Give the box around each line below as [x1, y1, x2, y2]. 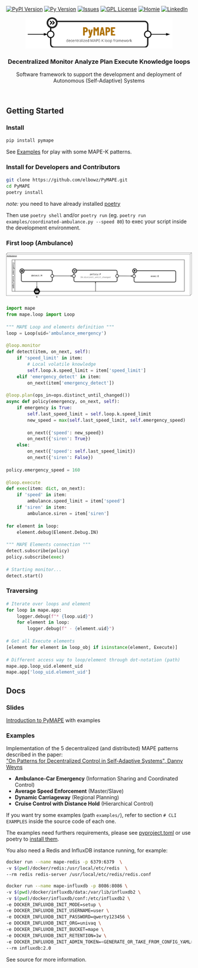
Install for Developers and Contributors [6, 163, 121, 171]
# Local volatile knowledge [27, 361, 96, 367]
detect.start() [6, 573, 44, 579]
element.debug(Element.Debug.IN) [16, 529, 99, 535]
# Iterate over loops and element [6, 601, 91, 607]
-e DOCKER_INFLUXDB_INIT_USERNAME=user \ [6, 908, 110, 914]
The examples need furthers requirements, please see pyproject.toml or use [6, 829, 191, 836]
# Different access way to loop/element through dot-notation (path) [6, 657, 181, 663]
